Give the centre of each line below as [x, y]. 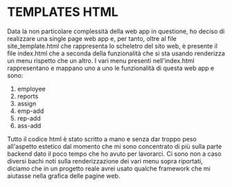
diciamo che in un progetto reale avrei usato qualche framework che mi [109, 168]
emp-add [30, 111]
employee [32, 89]
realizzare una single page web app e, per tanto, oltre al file [92, 38]
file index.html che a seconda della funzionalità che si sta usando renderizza [116, 53]
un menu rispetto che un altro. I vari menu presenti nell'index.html [101, 60]
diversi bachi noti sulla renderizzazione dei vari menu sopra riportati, [105, 161]
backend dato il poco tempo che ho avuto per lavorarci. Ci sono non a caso [114, 154]
